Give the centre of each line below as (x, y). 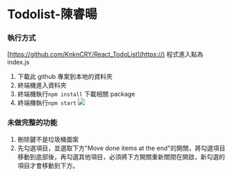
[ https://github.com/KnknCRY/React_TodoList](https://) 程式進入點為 (105, 54)
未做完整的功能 (32, 123)
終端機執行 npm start (47, 103)
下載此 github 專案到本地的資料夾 (65, 77)
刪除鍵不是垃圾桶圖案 (48, 139)
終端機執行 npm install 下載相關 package (76, 94)
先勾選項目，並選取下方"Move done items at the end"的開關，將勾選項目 (121, 148)
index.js (18, 62)
